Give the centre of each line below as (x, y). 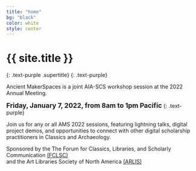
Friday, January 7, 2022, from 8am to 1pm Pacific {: (87, 106)
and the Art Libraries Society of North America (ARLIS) (74, 162)
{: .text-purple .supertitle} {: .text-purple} (57, 75)
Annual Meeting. (27, 93)
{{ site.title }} (40, 58)
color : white (23, 23)
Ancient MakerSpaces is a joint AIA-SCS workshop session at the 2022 (94, 87)
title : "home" (24, 12)
